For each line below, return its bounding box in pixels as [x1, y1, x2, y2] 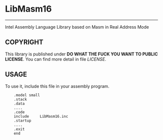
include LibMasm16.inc [14, 114, 68, 119]
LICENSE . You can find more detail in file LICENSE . [5, 56, 107, 62]
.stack [14, 97, 27, 102]
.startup [14, 118, 32, 123]
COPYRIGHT [5, 38, 44, 47]
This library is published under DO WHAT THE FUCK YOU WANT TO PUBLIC [5, 51, 158, 57]
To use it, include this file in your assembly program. [5, 83, 110, 89]
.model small [14, 92, 40, 98]
